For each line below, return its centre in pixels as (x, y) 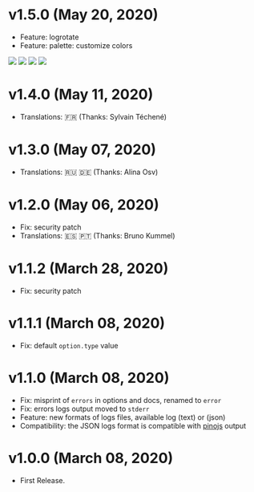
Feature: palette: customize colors (76, 45)
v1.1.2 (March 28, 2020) (89, 268)
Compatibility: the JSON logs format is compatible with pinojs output (133, 425)
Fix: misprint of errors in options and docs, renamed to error (121, 400)
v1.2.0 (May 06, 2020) (84, 205)
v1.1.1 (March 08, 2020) (87, 323)
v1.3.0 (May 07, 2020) (82, 150)
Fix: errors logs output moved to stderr (85, 409)
